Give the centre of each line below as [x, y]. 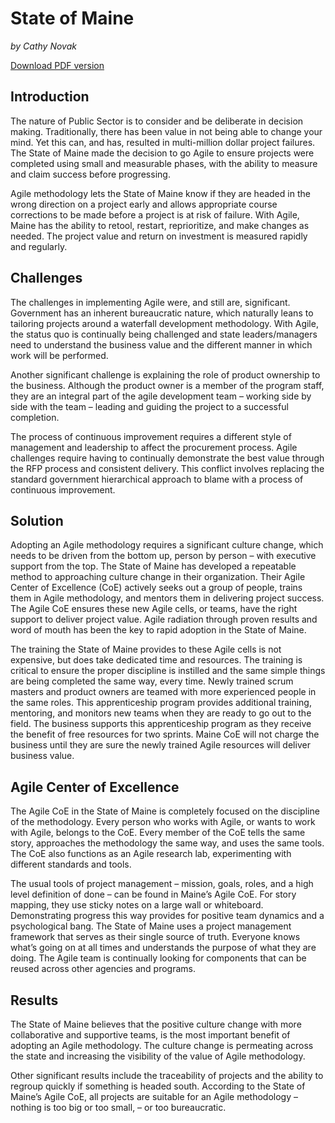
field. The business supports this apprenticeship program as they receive [161, 724]
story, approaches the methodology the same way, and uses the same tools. [167, 843]
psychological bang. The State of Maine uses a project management [151, 926]
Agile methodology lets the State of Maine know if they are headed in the [160, 193]
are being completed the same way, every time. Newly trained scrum [152, 681]
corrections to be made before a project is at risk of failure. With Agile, [155, 214]
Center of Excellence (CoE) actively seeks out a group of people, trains [156, 588]
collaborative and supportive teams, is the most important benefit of [150, 1035]
